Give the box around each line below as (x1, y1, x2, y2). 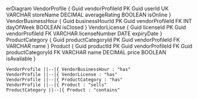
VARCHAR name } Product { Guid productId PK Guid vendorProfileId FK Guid (6, 42, 193, 49)
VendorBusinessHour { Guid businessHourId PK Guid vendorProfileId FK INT (6, 18, 192, 24)
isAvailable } (6, 55, 36, 62)
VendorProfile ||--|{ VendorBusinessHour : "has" (6, 67, 131, 72)
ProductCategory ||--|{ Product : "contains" (6, 87, 120, 93)
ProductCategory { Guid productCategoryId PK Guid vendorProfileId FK (6, 37, 180, 43)
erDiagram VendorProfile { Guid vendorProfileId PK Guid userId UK (6, 5, 169, 12)
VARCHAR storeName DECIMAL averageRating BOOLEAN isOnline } (6, 11, 171, 18)
